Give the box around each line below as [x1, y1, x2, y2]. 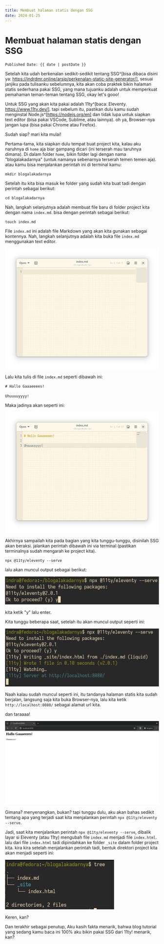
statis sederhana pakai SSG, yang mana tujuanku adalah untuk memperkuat [5, 86, 158, 93]
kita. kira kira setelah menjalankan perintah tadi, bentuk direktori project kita [5, 845, 158, 850]
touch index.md [5, 219, 36, 225]
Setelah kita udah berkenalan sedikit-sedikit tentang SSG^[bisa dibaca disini [5, 71, 158, 77]
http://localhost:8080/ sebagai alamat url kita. [5, 702, 101, 708]
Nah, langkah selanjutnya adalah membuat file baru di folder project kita [5, 204, 150, 210]
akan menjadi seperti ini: [5, 850, 55, 856]
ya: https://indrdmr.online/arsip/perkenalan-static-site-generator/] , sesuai [5, 76, 153, 82]
